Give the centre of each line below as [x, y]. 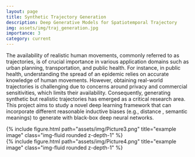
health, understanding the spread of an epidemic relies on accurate [88, 74]
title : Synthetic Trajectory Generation [56, 17]
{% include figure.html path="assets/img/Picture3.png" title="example [91, 129]
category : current [28, 39]
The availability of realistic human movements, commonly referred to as [93, 55]
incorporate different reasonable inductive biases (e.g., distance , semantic [97, 111]
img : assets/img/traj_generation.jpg [52, 28]
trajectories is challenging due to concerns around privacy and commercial [97, 86]
